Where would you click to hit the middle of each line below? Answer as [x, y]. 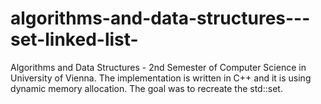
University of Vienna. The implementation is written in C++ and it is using [161, 78]
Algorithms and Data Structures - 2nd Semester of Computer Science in [158, 67]
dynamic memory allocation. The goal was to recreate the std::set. [146, 88]
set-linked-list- [74, 39]
